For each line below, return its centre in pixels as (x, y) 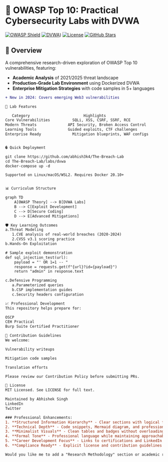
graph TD (14, 197)
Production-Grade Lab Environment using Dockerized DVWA (76, 83)
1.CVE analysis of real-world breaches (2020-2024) (67, 235)
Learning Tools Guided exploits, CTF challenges (71, 130)
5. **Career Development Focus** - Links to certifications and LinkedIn (84, 441)
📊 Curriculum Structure (31, 188)
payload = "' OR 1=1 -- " (41, 262)
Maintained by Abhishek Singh (37, 399)
